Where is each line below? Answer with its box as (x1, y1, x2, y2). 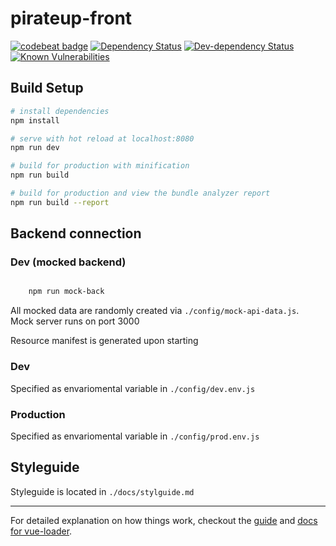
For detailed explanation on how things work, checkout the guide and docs (10, 514, 318, 526)
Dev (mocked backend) (10, 255, 127, 269)
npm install (10, 115, 60, 126)
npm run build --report (10, 197, 110, 207)
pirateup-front (10, 7, 133, 30)
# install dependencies (10, 106, 110, 116)
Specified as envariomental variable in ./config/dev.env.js (10, 382, 256, 394)
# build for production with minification (10, 161, 190, 171)
